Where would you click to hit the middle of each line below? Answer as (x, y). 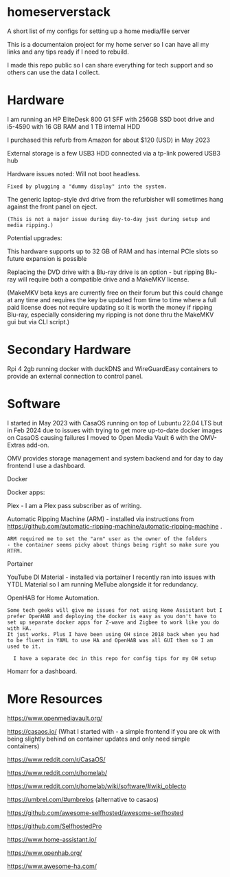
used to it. (24, 646)
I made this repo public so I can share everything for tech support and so (110, 65)
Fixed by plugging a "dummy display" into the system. (87, 187)
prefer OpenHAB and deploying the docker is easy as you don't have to (112, 616)
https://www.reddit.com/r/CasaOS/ (56, 759)
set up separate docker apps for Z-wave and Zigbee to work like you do (113, 622)
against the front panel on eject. (52, 207)
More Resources (55, 699)
